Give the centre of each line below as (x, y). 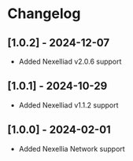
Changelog (44, 14)
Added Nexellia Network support (72, 148)
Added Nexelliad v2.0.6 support (70, 61)
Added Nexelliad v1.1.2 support (68, 105)
